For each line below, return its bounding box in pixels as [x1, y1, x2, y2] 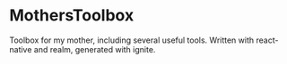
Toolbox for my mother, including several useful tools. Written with [9, 35, 255, 45]
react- [255, 35, 279, 45]
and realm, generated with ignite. [33, 44, 156, 54]
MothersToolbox [9, 5, 135, 26]
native [9, 44, 32, 54]
